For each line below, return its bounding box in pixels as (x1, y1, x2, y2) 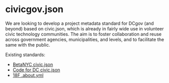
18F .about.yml (12, 72, 44, 78)
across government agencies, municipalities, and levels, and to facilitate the (5, 36, 164, 43)
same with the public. (5, 41, 50, 48)
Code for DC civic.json (12, 67, 60, 73)
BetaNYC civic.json (12, 61, 53, 67)
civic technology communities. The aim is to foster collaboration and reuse (5, 31, 162, 37)
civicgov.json (5, 4, 64, 15)
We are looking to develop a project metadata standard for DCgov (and (5, 20, 154, 26)
